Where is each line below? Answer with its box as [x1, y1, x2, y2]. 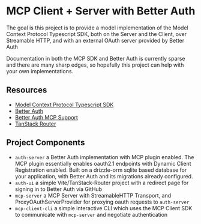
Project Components [6, 138, 85, 148]
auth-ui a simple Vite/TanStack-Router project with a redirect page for [14, 179, 189, 186]
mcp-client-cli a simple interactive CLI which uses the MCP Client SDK [14, 204, 193, 211]
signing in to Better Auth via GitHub [14, 185, 103, 193]
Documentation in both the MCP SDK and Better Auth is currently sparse [6, 55, 185, 62]
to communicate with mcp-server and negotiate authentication [14, 211, 168, 218]
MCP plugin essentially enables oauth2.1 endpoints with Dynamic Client [14, 160, 191, 167]
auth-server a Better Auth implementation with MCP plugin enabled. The [14, 153, 194, 160]
